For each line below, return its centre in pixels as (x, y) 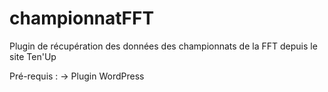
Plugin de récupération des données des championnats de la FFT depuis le (163, 46)
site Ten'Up (33, 56)
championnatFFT (82, 18)
